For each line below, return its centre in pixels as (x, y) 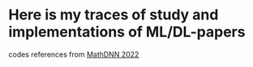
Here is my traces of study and (114, 15)
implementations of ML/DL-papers (127, 32)
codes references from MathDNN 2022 (74, 54)
